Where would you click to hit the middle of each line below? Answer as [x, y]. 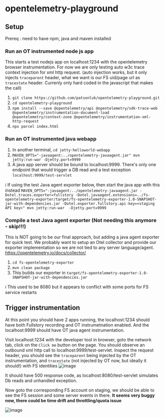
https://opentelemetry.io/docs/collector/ [46, 253]
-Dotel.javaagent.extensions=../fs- [113, 195]
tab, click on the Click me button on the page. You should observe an [75, 345]
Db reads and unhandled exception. [41, 380]
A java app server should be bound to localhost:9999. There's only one [84, 164]
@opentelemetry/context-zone [42, 117]
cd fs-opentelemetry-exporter [43, 263]
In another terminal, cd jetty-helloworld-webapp [61, 149]
